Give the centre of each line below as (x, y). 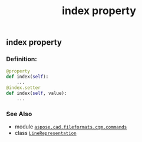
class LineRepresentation (45, 133)
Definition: (22, 59)
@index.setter (24, 88)
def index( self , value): (37, 93)
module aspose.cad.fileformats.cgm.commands (71, 127)
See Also (19, 114)
